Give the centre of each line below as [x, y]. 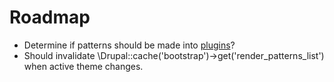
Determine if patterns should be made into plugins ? [129, 45]
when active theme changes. [83, 66]
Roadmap [50, 17]
